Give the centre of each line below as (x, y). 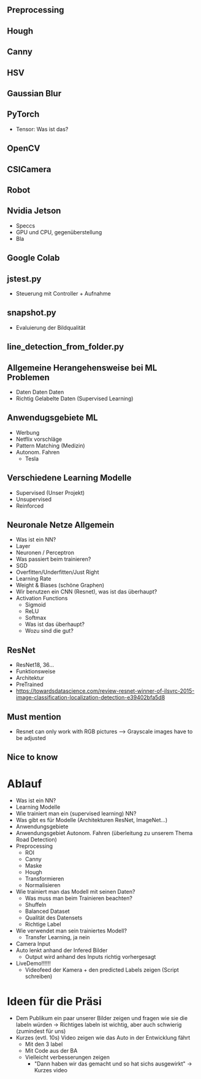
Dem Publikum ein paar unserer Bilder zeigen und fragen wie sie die (102, 1018)
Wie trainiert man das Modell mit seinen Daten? (75, 892)
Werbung (28, 432)
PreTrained (29, 684)
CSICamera (29, 169)
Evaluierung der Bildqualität (51, 327)
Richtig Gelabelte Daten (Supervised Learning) (74, 398)
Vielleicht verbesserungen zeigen (67, 1058)
